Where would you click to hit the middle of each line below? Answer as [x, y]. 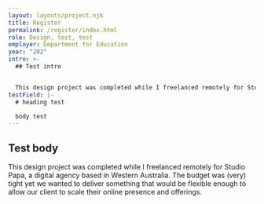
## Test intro [38, 67]
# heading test [40, 102]
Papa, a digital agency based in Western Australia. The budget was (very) [127, 175]
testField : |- [31, 95]
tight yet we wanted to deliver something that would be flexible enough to [127, 184]
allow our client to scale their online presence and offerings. [105, 192]
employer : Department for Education [68, 45]
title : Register [35, 23]
